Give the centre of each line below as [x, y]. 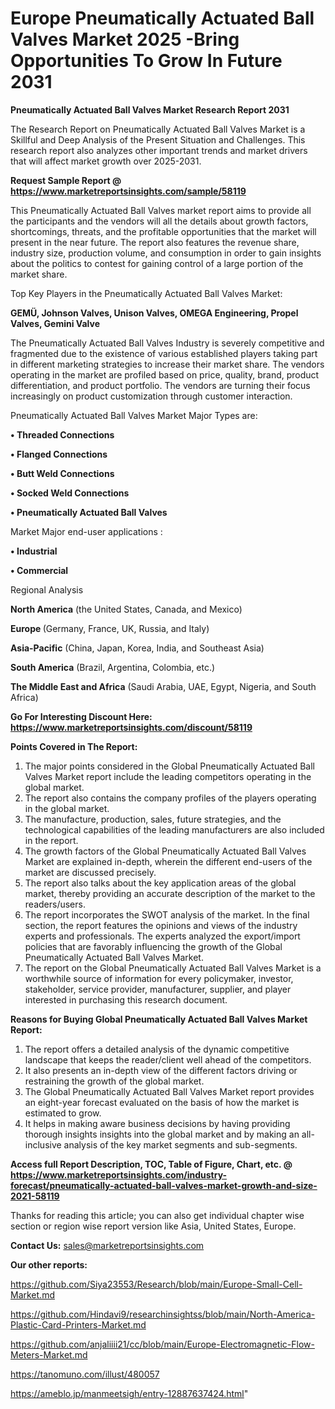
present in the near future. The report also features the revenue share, [155, 242]
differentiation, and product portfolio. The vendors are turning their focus [160, 385]
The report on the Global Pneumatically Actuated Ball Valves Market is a [173, 968]
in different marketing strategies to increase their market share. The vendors [167, 364]
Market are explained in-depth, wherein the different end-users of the [168, 861]
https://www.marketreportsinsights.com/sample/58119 [128, 191]
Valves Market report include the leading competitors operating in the [168, 776]
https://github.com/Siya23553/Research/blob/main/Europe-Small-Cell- [156, 1284]
